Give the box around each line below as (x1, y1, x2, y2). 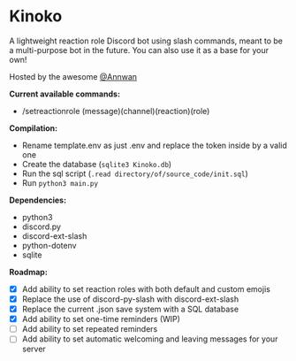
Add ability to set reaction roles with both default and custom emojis (21, 283, 271, 294)
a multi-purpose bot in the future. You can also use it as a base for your (9, 44, 269, 55)
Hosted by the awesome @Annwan (9, 71, 138, 81)
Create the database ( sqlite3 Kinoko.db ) (21, 158, 172, 169)
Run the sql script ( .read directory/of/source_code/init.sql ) (21, 168, 249, 179)
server (21, 343, 46, 355)
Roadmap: (9, 266, 49, 277)
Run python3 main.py (21, 177, 99, 188)
